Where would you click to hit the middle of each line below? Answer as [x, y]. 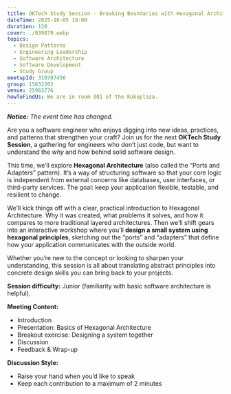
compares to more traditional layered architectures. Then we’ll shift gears [111, 223]
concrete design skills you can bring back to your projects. [90, 273]
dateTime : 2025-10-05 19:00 [47, 20]
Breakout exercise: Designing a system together [85, 335]
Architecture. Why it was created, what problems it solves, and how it [106, 215]
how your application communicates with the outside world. [92, 245]
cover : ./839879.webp [38, 33]
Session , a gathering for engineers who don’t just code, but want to [103, 145]
